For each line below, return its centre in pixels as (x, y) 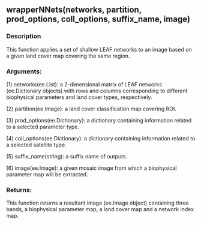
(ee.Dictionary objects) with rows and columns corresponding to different (97, 91)
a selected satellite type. (37, 145)
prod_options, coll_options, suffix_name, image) (98, 19)
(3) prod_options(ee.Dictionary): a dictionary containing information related (99, 120)
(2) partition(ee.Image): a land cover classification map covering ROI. (91, 109)
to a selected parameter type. (43, 127)
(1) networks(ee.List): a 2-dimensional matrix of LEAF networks (84, 84)
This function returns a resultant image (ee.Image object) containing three (97, 203)
